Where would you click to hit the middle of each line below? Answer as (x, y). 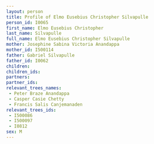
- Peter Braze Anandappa (39, 93)
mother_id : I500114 (30, 50)
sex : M (14, 132)
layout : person (25, 11)
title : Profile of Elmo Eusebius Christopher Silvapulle (77, 17)
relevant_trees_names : (34, 88)
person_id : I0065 (27, 22)
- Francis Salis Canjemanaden (46, 104)
